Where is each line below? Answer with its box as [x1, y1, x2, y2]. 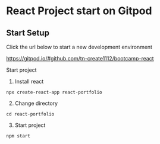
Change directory [14, 100, 58, 107]
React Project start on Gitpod [6, 4, 152, 18]
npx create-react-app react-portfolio [6, 89, 102, 95]
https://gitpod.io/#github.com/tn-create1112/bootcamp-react [6, 55, 154, 62]
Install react [14, 78, 44, 85]
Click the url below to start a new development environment [6, 43, 153, 50]
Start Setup [6, 28, 49, 38]
